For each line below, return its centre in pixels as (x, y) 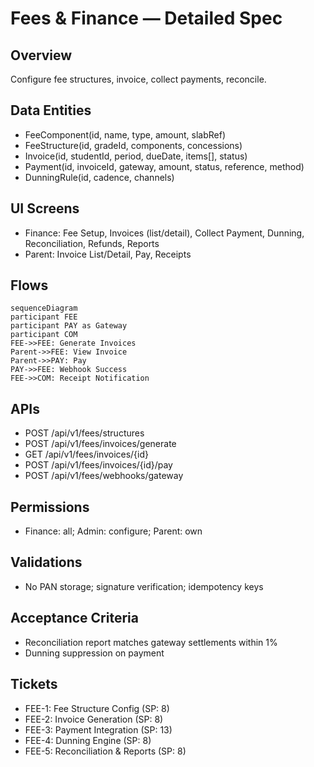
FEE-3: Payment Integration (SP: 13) (98, 729)
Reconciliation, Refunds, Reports (92, 243)
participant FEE (44, 317)
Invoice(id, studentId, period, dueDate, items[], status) (136, 156)
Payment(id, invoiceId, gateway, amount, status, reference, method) (164, 166)
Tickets (34, 684)
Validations (46, 562)
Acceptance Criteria (74, 618)
